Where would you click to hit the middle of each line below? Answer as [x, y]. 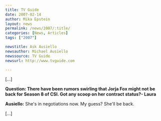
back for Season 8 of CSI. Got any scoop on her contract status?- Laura [81, 94]
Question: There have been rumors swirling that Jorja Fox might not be [80, 89]
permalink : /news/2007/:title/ [38, 28]
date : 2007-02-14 [23, 14]
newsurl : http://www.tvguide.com [40, 60]
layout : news [19, 24]
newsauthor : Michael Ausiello [37, 51]
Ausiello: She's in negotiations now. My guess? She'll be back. [70, 104]
